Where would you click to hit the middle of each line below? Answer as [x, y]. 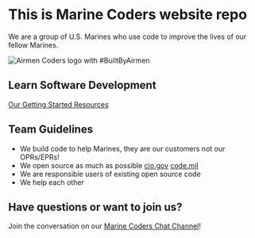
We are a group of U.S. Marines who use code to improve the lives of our [127, 36]
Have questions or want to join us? [95, 207]
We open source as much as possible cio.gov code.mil [109, 165]
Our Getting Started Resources [58, 104]
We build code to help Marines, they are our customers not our [122, 148]
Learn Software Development [82, 85]
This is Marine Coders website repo [128, 15]
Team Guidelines [51, 130]
